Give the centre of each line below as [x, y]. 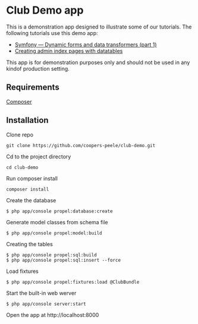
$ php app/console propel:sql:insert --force [63, 260]
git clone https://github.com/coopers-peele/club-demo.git [81, 145]
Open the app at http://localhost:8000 [53, 315]
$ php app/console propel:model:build [54, 233]
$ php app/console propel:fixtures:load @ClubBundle [73, 282]
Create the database [31, 200]
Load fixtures [22, 271]
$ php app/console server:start [46, 304]
